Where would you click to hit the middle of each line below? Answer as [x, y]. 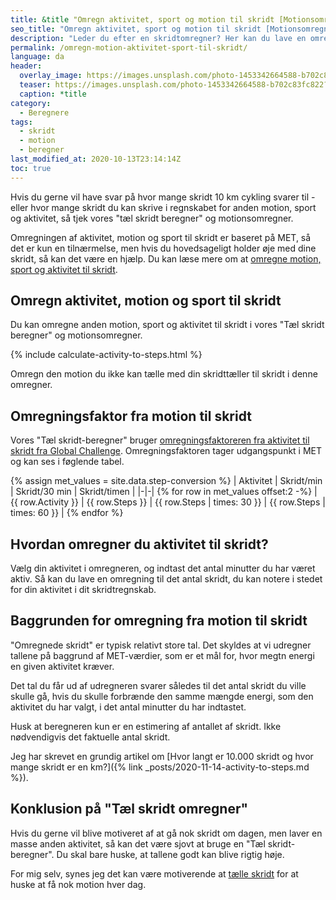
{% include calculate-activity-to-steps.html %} [106, 355]
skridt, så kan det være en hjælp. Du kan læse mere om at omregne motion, [166, 258]
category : [31, 103]
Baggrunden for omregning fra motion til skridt [159, 621]
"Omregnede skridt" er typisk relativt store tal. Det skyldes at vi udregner [161, 645]
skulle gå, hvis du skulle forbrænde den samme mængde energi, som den [162, 696]
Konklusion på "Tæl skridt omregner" [129, 809]
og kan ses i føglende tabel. [67, 462]
